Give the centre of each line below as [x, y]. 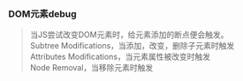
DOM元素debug [42, 13]
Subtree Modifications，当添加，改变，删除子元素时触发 [132, 46]
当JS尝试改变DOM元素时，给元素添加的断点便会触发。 [129, 35]
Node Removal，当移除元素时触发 [91, 68]
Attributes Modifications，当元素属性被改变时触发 [120, 57]
